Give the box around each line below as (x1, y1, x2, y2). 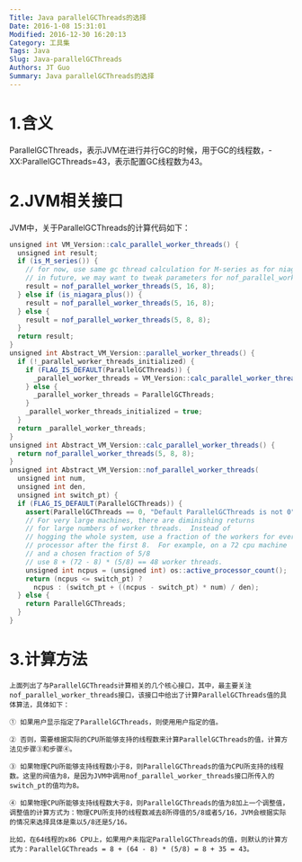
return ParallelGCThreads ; (25, 600, 127, 609)
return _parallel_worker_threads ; (17, 423, 147, 432)
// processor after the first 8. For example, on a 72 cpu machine (25, 541, 288, 550)
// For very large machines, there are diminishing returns (25, 516, 255, 525)
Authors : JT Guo (9, 64, 70, 73)
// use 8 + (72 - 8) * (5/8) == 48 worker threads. (25, 557, 223, 566)
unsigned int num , (17, 474, 87, 484)
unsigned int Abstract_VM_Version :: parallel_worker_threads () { (9, 349, 255, 358)
